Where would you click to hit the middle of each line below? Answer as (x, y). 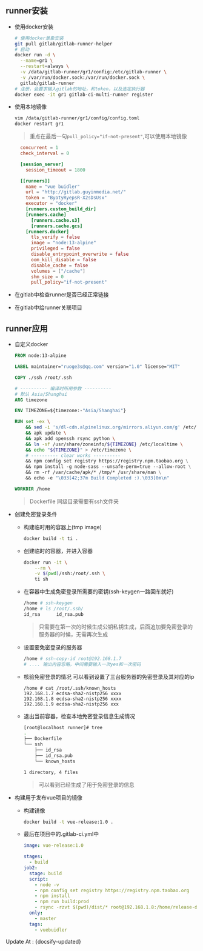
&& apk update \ (46, 433)
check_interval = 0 (45, 153)
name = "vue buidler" (53, 187)
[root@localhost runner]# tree (63, 727)
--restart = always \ (45, 66)
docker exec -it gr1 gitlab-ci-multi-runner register (84, 95)
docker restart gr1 (39, 124)
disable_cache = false (59, 265)
